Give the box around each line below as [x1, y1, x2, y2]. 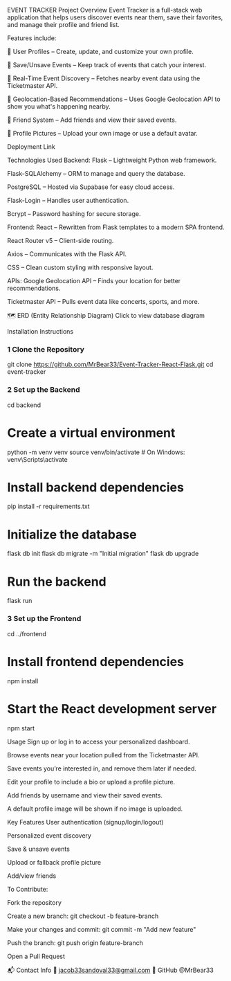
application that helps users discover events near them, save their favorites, [7, 13, 223, 21]
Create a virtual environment [7, 425, 176, 440]
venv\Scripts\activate [7, 455, 68, 463]
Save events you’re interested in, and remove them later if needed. [7, 764, 197, 773]
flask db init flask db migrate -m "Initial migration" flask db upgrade [7, 550, 199, 558]
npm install [7, 676, 39, 685]
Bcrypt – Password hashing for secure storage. [7, 210, 141, 217]
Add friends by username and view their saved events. [7, 791, 163, 799]
